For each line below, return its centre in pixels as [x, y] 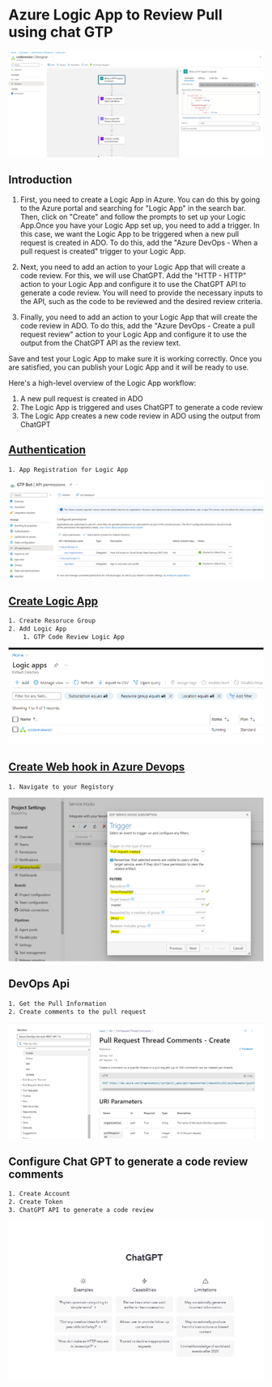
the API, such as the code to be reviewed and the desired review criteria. [141, 301]
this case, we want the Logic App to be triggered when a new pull [130, 233]
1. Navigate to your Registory [61, 787]
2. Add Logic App [38, 629]
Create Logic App [53, 601]
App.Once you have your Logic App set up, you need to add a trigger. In [140, 225]
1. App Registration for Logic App [68, 469]
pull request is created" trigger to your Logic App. [103, 251]
